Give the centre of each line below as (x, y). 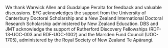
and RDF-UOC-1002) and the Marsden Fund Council (89, 34)
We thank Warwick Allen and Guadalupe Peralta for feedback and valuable (83, 7)
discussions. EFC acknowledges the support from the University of (76, 13)
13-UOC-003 (19, 34)
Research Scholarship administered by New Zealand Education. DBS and (82, 23)
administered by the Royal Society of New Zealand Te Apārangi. (86, 40)
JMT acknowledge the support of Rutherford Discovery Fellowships (77, 29)
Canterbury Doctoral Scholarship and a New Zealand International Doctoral (84, 18)
